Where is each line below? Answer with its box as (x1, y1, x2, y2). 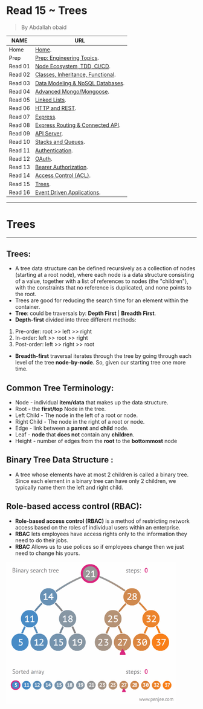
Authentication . (35, 146, 74, 154)
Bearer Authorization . (35, 164, 88, 171)
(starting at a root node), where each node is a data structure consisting (14, 271, 195, 279)
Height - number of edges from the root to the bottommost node (14, 438, 178, 444)
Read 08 (8, 121, 30, 129)
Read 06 (8, 105, 30, 112)
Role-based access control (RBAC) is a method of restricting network (14, 517, 190, 525)
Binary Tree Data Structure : (6, 455, 114, 465)
